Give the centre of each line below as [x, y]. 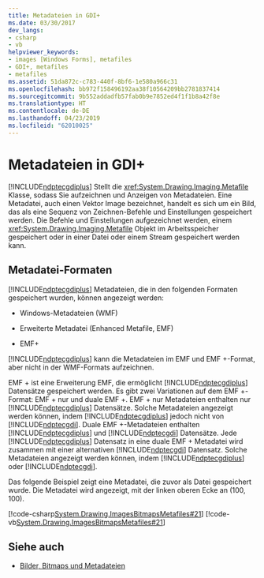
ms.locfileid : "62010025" [50, 126]
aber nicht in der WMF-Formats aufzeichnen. [81, 367]
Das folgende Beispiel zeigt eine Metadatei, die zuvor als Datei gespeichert [130, 482]
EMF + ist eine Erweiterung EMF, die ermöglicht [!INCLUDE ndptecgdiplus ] [128, 382]
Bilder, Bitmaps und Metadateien [73, 566]
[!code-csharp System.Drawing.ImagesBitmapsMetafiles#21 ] [106, 513]
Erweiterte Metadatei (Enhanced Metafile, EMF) [97, 328]
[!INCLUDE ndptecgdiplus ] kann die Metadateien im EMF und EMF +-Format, [132, 358]
